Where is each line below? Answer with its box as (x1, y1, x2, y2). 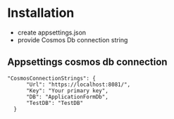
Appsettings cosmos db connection (7, 56, 168, 68)
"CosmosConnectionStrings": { (7, 75, 97, 82)
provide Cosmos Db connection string (17, 35, 128, 44)
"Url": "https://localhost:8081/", (25, 81, 131, 88)
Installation (7, 5, 75, 21)
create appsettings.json (17, 28, 87, 37)
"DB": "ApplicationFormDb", (25, 93, 109, 100)
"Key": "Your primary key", (25, 87, 109, 94)
